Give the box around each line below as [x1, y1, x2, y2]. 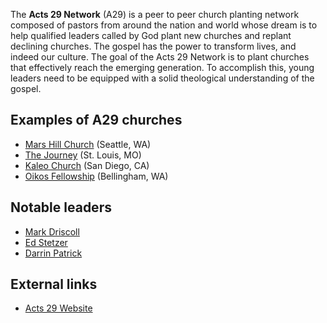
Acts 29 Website [24, 302, 93, 314]
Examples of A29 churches [10, 112, 183, 129]
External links [10, 276, 98, 293]
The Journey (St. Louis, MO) [24, 149, 142, 161]
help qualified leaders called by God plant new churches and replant [10, 30, 292, 41]
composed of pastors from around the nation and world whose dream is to [10, 19, 318, 31]
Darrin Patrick [24, 247, 83, 259]
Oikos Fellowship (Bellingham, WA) [24, 170, 169, 182]
